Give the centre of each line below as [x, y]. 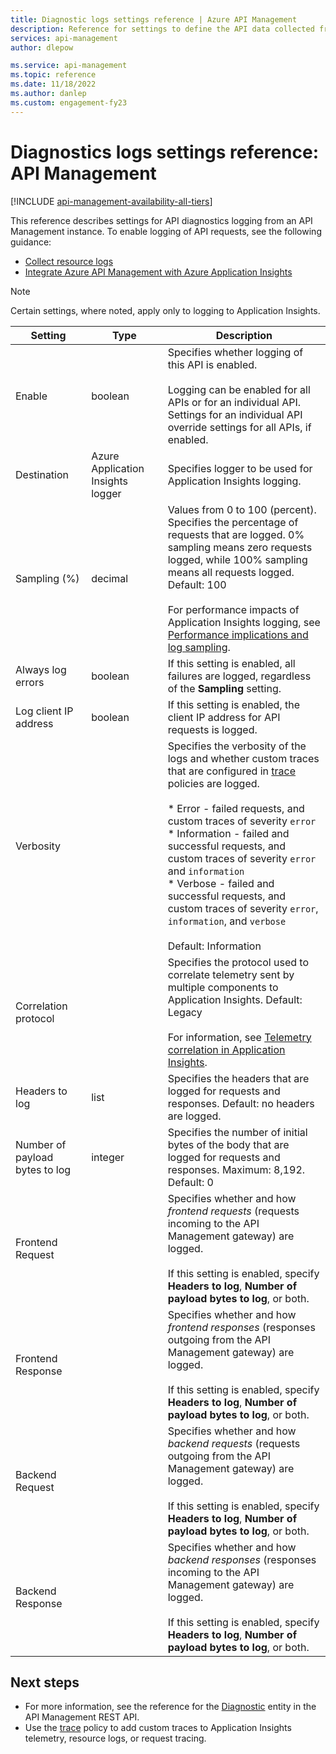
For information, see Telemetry [239, 1037]
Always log [41, 669]
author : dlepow [42, 47]
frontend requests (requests [233, 1211]
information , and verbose [227, 921]
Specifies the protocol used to [238, 962]
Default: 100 [197, 584]
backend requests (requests [234, 1443]
